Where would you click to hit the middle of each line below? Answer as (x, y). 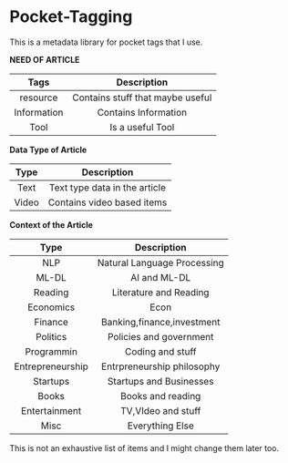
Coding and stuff (160, 351)
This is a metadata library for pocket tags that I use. (106, 42)
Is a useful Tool (142, 127)
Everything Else (160, 426)
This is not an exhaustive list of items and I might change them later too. (144, 448)
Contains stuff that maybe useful (142, 98)
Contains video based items (108, 202)
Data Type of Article (48, 149)
